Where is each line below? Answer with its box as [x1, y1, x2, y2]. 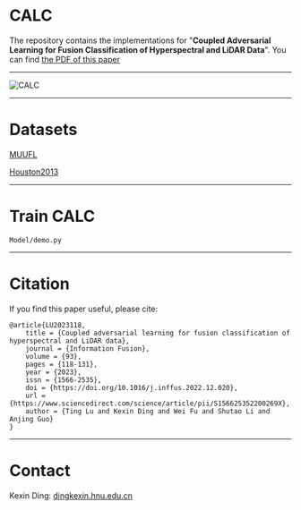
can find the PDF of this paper [9, 54, 121, 64]
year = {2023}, [25, 368, 82, 377]
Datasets [9, 120, 78, 140]
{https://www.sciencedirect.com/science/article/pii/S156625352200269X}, [9, 399, 291, 408]
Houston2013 [9, 166, 59, 177]
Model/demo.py [9, 235, 63, 244]
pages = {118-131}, [25, 360, 99, 369]
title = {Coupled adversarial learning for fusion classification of [25, 328, 291, 337]
